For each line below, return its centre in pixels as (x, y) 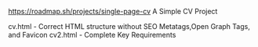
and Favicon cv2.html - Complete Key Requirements (92, 35)
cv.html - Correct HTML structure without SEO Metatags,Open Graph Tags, (129, 26)
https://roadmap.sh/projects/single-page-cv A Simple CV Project (113, 11)
